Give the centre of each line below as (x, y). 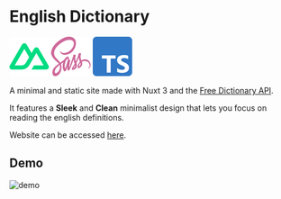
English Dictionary (80, 17)
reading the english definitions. (67, 117)
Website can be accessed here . (68, 135)
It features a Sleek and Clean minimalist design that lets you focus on (138, 108)
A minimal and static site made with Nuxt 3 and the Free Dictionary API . (141, 90)
